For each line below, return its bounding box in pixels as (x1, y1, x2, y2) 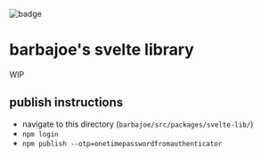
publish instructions (9, 95, 124, 111)
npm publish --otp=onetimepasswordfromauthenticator (21, 139, 223, 148)
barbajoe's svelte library (9, 40, 194, 60)
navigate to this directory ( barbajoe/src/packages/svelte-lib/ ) (21, 119, 254, 129)
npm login (21, 129, 60, 138)
